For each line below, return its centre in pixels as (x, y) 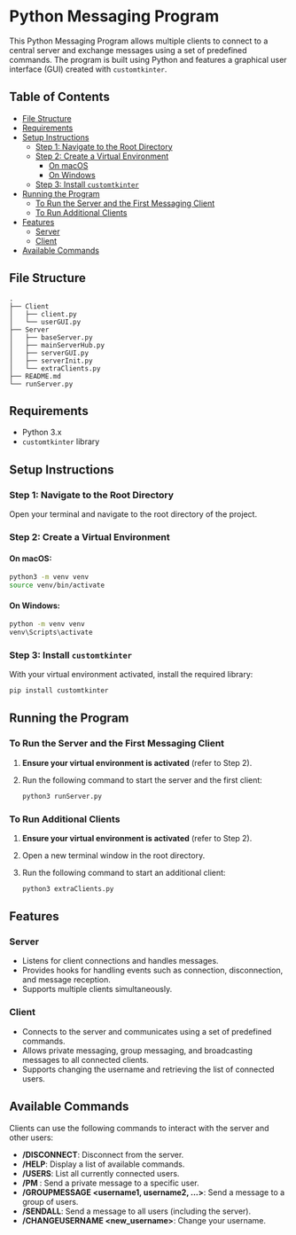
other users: (31, 1137)
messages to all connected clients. (85, 1059)
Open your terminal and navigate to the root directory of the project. (133, 514)
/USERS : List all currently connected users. (101, 1173)
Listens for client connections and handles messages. (120, 961)
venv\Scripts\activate (51, 633)
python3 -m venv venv (49, 577)
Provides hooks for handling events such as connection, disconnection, (152, 970)
